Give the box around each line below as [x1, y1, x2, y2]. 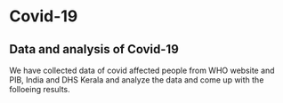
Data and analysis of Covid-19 [9, 42, 180, 57]
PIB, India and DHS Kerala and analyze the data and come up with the [9, 75, 264, 85]
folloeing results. [9, 84, 71, 94]
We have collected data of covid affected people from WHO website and [9, 65, 275, 75]
